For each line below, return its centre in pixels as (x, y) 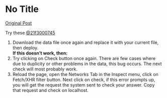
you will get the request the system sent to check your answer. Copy (83, 85)
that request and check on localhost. (51, 90)
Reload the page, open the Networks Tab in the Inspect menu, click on (85, 74)
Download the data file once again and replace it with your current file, (86, 42)
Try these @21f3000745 (30, 32)
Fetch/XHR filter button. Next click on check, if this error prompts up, (84, 79)
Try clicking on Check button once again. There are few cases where (84, 58)
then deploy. (25, 47)
